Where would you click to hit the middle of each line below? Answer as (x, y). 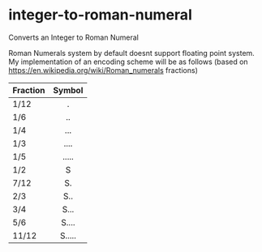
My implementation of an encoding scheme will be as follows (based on (129, 62)
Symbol (68, 90)
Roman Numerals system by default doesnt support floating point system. (132, 53)
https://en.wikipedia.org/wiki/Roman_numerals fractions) (103, 70)
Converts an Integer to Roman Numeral (74, 37)
